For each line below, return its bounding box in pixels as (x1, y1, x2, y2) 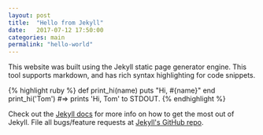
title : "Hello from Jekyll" (8, 19, 104, 27)
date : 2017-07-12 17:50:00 (8, 26, 104, 34)
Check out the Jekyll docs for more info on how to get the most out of (8, 109, 235, 119)
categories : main (8, 33, 65, 42)
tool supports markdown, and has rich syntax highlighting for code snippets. (8, 71, 256, 80)
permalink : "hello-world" (8, 41, 93, 49)
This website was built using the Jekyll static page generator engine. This (8, 62, 246, 71)
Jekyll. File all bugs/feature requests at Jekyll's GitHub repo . (8, 118, 204, 127)
